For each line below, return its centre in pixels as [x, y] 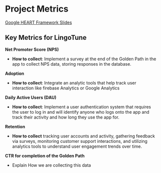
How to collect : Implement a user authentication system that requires [81, 107]
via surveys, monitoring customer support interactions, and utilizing [80, 141]
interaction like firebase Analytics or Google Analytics [66, 88]
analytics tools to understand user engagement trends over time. [77, 146]
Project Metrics [37, 9]
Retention [15, 126]
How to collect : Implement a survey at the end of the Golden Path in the [84, 59]
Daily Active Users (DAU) [31, 97]
